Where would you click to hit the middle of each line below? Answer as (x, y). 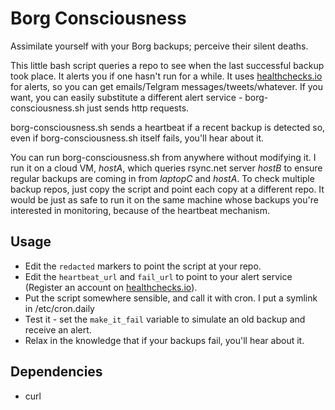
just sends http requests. (138, 108)
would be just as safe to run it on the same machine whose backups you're (164, 199)
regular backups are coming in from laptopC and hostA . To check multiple (162, 178)
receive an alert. (58, 329)
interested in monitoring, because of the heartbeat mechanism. (140, 210)
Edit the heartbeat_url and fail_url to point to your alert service (158, 276)
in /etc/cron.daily (59, 308)
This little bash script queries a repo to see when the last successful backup (167, 65)
